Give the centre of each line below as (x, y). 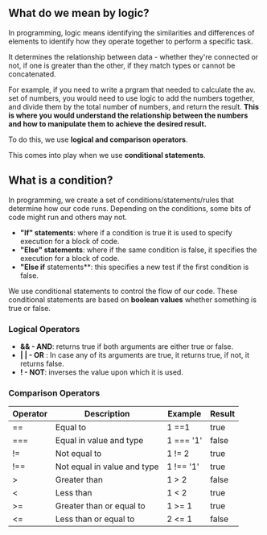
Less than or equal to (95, 519)
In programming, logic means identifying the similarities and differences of (131, 32)
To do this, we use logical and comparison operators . (98, 139)
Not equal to (78, 454)
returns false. (42, 363)
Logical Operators (44, 329)
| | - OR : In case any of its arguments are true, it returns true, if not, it (134, 355)
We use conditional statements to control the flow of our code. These (123, 291)
